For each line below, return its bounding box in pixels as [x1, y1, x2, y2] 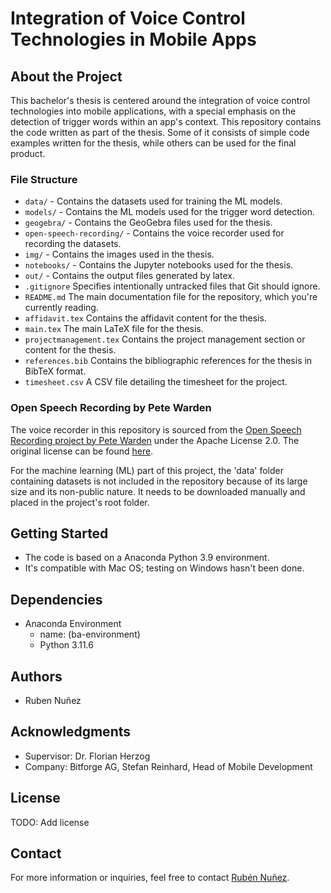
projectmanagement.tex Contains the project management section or [24, 333, 306, 346]
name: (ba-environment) [39, 628, 141, 641]
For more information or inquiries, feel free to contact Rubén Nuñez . [10, 872, 290, 884]
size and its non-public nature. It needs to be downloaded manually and [10, 485, 306, 497]
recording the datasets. [24, 238, 122, 250]
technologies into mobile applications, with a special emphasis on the [10, 105, 297, 117]
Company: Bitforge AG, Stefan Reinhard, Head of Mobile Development [24, 760, 313, 772]
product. [10, 148, 46, 159]
